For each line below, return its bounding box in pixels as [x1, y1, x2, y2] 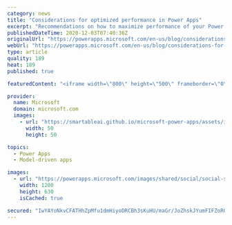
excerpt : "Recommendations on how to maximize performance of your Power [7, 23, 224, 30]
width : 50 [25, 125, 54, 132]
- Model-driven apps [13, 157, 72, 164]
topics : [7, 144, 30, 150]
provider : [7, 92, 36, 100]
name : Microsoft [13, 99, 60, 106]
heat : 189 [7, 61, 36, 68]
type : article [7, 49, 48, 56]
